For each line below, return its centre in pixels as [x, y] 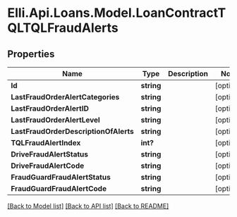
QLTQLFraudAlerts [63, 28]
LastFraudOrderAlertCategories [65, 97]
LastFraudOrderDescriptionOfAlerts [72, 131]
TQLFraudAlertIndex [46, 143]
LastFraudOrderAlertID [50, 108]
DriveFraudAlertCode [48, 166]
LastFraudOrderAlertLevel [55, 120]
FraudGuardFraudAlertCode [59, 188]
